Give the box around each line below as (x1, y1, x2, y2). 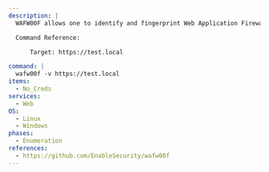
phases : (8, 130, 34, 138)
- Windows (15, 122, 48, 130)
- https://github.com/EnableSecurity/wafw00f (15, 151, 171, 160)
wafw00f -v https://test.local (15, 70, 120, 78)
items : (8, 78, 30, 86)
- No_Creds (15, 85, 52, 93)
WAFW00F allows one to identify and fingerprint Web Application (15, 19, 239, 27)
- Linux (15, 114, 42, 122)
